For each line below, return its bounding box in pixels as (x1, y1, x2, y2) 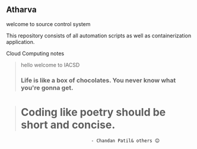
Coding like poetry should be (20, 105, 166, 119)
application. (6, 38, 35, 45)
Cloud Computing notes (6, 50, 64, 57)
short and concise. (20, 118, 116, 131)
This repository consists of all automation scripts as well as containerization (6, 32, 192, 39)
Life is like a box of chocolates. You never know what (20, 76, 176, 84)
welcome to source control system (6, 20, 91, 27)
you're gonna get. (20, 83, 74, 91)
